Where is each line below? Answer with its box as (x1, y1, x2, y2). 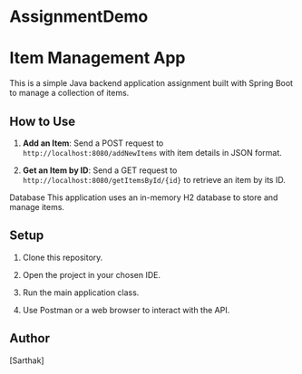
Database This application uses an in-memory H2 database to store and (9, 192, 278, 203)
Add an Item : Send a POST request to (22, 138, 164, 149)
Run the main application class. (22, 287, 140, 298)
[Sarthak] (9, 355, 44, 366)
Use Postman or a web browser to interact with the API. (22, 304, 230, 315)
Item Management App (9, 48, 186, 69)
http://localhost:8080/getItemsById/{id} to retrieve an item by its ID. (22, 174, 286, 185)
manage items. (9, 201, 65, 212)
